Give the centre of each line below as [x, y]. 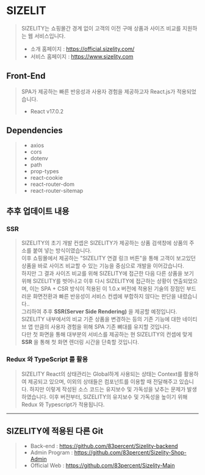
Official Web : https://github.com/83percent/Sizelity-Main [103, 466]
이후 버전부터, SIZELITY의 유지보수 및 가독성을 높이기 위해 [118, 396]
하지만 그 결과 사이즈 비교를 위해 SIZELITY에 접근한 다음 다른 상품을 [102, 273]
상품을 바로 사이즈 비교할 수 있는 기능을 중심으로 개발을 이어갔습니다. [103, 266]
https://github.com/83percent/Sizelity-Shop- [131, 452]
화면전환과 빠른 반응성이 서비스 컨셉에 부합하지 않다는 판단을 [104, 296]
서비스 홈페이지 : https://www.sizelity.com [82, 56]
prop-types [45, 171]
